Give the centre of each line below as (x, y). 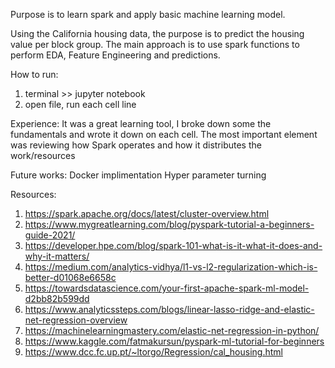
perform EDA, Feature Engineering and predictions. (115, 55)
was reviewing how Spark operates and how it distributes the (136, 145)
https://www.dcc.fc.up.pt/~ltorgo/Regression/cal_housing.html (153, 352)
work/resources (43, 155)
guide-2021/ (50, 235)
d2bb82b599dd (57, 298)
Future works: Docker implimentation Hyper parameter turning (138, 175)
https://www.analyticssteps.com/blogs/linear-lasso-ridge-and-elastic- (169, 309)
